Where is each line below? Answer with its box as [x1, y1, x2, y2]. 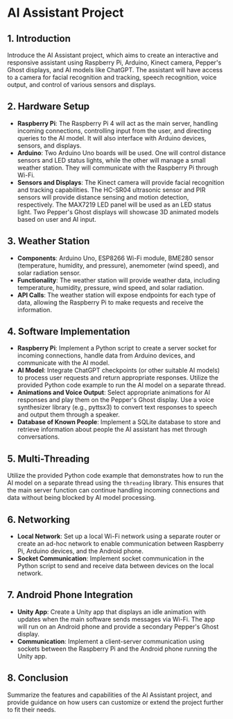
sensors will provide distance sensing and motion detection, [17, 193, 189, 201]
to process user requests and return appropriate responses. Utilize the [17, 373, 219, 382]
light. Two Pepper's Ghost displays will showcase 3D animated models [17, 207, 219, 216]
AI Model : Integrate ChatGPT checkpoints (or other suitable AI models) [17, 366, 221, 375]
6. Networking [7, 513, 71, 526]
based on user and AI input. [17, 215, 97, 223]
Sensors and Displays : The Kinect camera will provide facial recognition [17, 178, 225, 186]
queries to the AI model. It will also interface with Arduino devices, [17, 134, 207, 142]
